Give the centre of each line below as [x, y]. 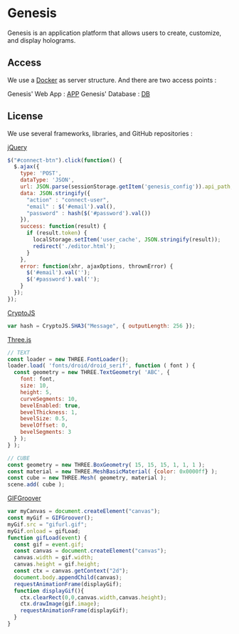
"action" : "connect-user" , [68, 200]
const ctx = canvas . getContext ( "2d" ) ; [71, 571]
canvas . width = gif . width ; [54, 558]
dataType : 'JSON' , [47, 180]
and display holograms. [42, 40]
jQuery [17, 147]
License [25, 116]
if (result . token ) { [57, 233]
